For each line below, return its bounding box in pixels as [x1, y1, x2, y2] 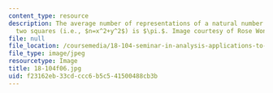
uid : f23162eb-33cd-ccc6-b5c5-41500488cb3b [8, 72, 158, 80]
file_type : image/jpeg [8, 49, 85, 57]
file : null [8, 34, 45, 43]
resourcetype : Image [8, 57, 79, 66]
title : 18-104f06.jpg [8, 65, 82, 73]
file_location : [8, 42, 60, 50]
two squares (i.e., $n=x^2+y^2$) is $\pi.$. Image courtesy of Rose [15, 27, 253, 35]
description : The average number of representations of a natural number [8, 19, 264, 27]
